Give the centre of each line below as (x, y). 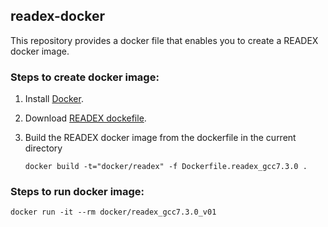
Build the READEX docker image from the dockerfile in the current (160, 138)
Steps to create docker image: (85, 77)
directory (43, 148)
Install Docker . (54, 99)
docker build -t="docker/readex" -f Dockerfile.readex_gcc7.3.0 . (166, 167)
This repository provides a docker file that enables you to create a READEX (164, 40)
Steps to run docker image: (77, 192)
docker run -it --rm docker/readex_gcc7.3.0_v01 (113, 212)
